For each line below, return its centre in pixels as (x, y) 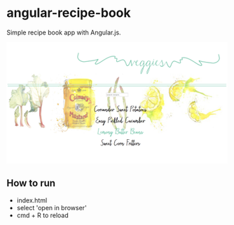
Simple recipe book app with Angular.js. (64, 32)
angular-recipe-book (69, 13)
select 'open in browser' (51, 207)
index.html (32, 200)
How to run (31, 183)
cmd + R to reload (43, 215)
